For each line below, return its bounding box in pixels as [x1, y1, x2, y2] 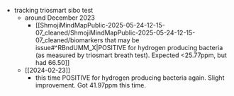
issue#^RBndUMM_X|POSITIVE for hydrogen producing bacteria [35, 44, 223, 52]
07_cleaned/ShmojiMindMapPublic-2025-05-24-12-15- [35, 28, 196, 37]
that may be [104, 36, 140, 44]
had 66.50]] [35, 59, 70, 66]
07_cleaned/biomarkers [35, 36, 104, 44]
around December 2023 [24, 13, 96, 22]
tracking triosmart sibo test [13, 6, 94, 14]
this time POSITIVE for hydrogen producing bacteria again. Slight [35, 73, 225, 82]
